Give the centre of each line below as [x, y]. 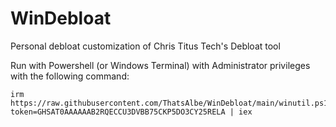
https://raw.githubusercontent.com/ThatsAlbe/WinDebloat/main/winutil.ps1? [171, 103]
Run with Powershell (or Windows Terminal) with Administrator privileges [160, 65]
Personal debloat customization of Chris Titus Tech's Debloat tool [145, 46]
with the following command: [70, 76]
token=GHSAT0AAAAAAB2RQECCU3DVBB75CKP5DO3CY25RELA [118, 112]
